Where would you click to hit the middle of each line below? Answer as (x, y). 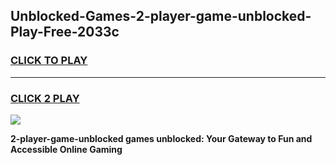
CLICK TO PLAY (49, 61)
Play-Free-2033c (65, 32)
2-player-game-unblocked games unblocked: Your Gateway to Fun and (161, 138)
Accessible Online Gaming (66, 149)
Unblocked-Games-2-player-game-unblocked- (161, 16)
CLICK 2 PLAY (45, 98)
